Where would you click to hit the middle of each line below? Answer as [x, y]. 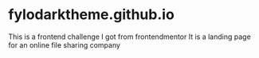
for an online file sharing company [65, 44]
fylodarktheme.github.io [92, 15]
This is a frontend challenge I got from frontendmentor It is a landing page [129, 37]
